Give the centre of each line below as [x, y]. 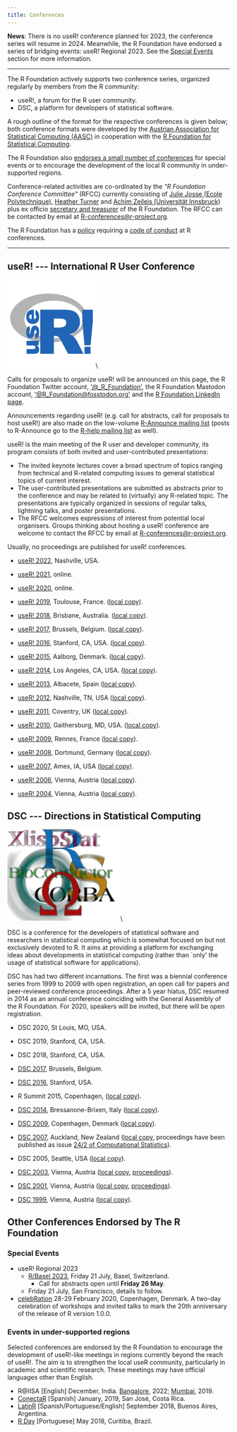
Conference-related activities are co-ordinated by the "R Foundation [107, 186]
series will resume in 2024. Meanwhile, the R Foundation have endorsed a [115, 43]
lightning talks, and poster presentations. [77, 511]
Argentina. [32, 1414]
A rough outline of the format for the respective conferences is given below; [117, 121]
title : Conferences [36, 15]
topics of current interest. [54, 480]
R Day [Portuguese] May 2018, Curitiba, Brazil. [85, 1421]
